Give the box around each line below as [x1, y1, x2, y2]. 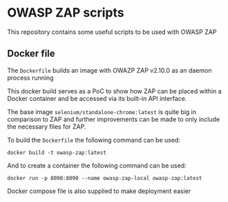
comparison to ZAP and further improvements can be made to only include [7, 115, 220, 123]
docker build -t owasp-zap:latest [7, 149, 107, 156]
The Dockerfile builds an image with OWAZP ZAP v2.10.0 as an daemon [7, 66, 212, 74]
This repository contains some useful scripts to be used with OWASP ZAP [7, 28, 217, 36]
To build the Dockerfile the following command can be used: [7, 136, 181, 144]
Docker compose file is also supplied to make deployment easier [7, 187, 191, 195]
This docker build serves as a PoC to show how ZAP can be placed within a [7, 86, 222, 95]
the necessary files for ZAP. [7, 122, 86, 131]
